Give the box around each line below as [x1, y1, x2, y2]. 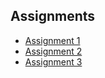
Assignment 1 [24, 34, 81, 46]
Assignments [10, 8, 96, 25]
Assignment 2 [24, 45, 83, 57]
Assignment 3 [24, 55, 83, 68]
